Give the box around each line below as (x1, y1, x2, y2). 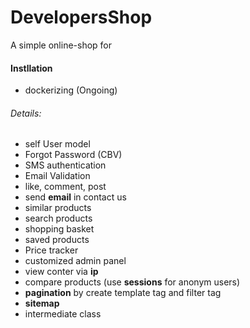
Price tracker (24, 244, 79, 256)
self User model (24, 138, 91, 150)
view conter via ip (24, 266, 99, 278)
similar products (24, 202, 92, 214)
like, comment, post (24, 181, 107, 193)
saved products (24, 234, 90, 246)
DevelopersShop (10, 6, 153, 29)
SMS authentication (24, 159, 107, 171)
